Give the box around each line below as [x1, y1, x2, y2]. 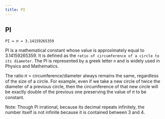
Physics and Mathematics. [5, 63, 59, 69]
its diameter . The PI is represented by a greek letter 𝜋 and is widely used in [5, 58, 160, 64]
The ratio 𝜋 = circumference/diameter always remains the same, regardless [5, 73, 159, 79]
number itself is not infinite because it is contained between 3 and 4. [5, 110, 145, 116]
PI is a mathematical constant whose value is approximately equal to [5, 48, 145, 54]
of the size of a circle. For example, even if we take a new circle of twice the [5, 78, 161, 84]
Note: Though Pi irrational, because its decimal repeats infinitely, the [5, 104, 145, 110]
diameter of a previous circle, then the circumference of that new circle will [5, 84, 159, 90]
